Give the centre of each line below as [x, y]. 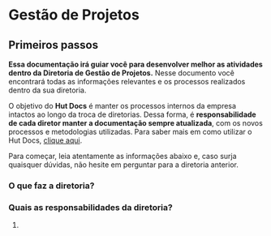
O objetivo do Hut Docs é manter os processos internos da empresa [123, 106]
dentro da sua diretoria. [47, 90]
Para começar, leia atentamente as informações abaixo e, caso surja [123, 156]
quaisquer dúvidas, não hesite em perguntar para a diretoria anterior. [124, 165]
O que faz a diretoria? [52, 186]
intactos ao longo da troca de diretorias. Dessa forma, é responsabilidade [133, 114]
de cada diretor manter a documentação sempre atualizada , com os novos [136, 123]
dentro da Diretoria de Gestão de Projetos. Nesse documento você [122, 73]
